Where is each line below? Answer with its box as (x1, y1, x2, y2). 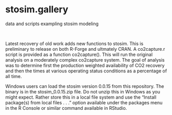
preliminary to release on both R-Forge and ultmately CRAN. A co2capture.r (5, 46, 165, 52)
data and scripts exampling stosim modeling (5, 21, 99, 27)
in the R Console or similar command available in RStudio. (5, 105, 127, 111)
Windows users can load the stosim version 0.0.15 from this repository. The (5, 83, 164, 89)
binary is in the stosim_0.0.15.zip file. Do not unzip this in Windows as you (5, 88, 160, 94)
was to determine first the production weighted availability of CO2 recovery (5, 62, 165, 68)
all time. (5, 73, 22, 79)
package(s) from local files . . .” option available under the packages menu (5, 99, 163, 106)
